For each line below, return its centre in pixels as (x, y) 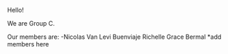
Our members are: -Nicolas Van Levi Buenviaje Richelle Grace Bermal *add (114, 37)
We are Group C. (31, 23)
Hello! (16, 10)
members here (28, 44)
